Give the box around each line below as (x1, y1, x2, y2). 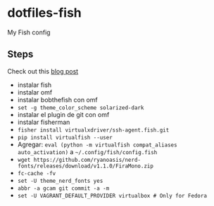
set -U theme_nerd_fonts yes (17, 177, 103, 184)
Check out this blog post (7, 67, 79, 75)
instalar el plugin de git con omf (17, 110, 110, 118)
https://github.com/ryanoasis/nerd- (33, 156, 141, 163)
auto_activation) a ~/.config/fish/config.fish (17, 147, 158, 156)
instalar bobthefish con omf (17, 95, 98, 104)
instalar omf (17, 88, 53, 96)
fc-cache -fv (17, 170, 56, 177)
